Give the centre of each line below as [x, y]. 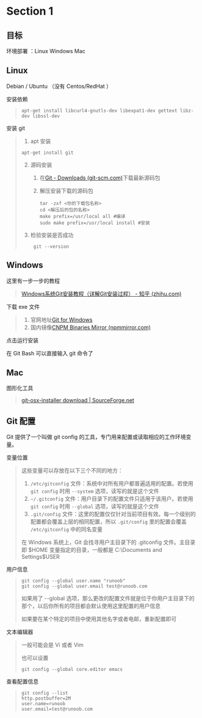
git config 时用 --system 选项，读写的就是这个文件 [95, 491]
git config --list [45, 693]
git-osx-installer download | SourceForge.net [78, 401]
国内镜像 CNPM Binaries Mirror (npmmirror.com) [91, 327]
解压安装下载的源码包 [66, 190]
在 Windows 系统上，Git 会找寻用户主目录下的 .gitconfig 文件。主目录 [108, 542]
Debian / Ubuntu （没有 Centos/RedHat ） [59, 86]
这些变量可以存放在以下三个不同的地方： [72, 471]
